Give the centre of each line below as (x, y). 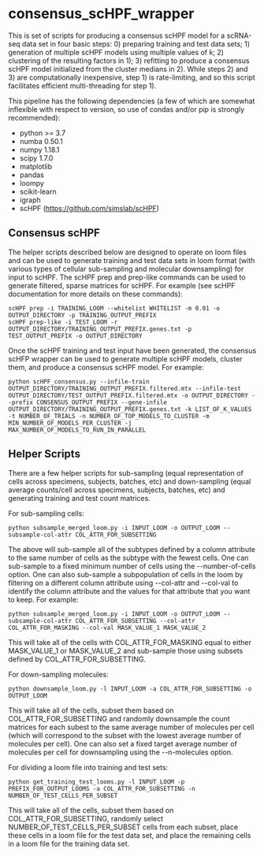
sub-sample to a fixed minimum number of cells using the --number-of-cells (132, 566)
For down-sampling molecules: (58, 674)
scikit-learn (38, 191)
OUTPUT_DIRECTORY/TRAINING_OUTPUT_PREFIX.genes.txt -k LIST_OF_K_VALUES (130, 409)
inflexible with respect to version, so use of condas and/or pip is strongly (126, 109)
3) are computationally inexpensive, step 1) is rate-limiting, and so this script (132, 77)
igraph (30, 200)
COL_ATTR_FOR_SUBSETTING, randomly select (86, 818)
